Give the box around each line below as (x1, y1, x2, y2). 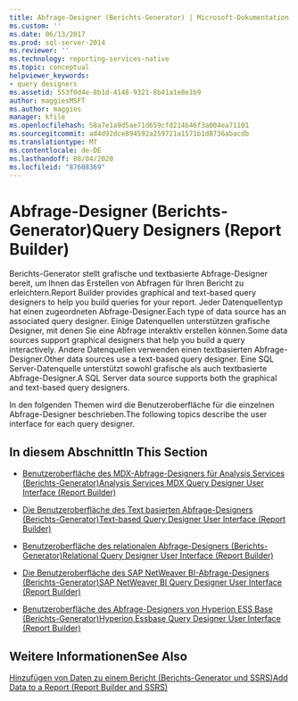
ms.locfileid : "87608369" (9, 163, 105, 171)
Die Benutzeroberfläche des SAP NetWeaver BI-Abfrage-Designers (21, 568, 270, 579)
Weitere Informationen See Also (9, 648, 187, 663)
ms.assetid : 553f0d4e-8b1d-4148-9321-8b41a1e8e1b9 (9, 88, 202, 96)
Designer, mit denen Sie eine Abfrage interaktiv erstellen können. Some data (9, 325, 288, 336)
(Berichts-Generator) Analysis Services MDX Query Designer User (21, 478, 265, 488)
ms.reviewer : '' (9, 46, 70, 55)
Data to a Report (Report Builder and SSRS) (9, 681, 168, 692)
